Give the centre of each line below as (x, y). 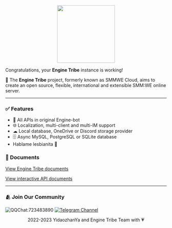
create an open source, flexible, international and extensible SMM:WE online (86, 85)
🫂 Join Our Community (35, 197)
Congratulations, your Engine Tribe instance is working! (64, 70)
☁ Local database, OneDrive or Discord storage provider (73, 131)
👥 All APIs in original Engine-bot (46, 120)
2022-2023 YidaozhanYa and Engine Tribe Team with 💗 (86, 220)
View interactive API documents (39, 178)
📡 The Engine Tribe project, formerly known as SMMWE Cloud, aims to (80, 80)
